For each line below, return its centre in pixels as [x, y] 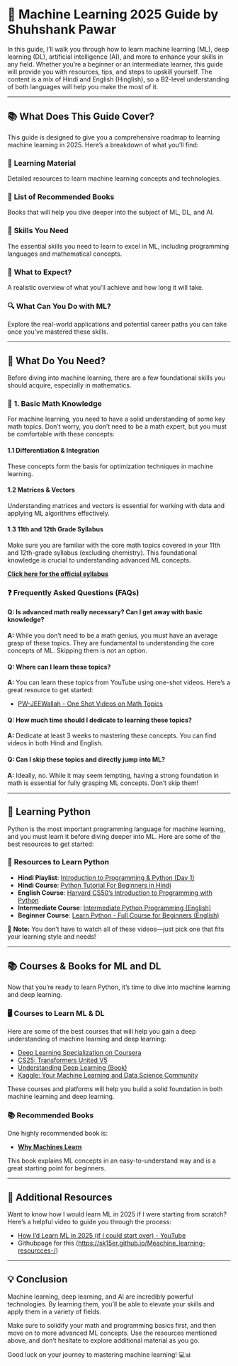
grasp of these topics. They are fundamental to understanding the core [111, 643]
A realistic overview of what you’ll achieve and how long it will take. [106, 287]
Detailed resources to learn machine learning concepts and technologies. [114, 179]
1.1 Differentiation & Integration [53, 450]
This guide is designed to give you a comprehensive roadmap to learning [114, 137]
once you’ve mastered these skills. [58, 332]
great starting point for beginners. [57, 1168]
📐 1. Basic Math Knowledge [55, 403]
